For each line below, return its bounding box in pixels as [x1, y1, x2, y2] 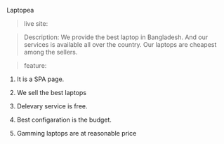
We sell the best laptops [16, 89, 87, 96]
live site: [23, 20, 48, 27]
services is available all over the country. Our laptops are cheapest [23, 41, 217, 48]
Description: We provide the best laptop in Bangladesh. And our [23, 33, 209, 41]
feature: [23, 62, 47, 69]
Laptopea [6, 6, 34, 14]
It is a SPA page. [16, 75, 65, 83]
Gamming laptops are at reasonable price [16, 129, 137, 137]
